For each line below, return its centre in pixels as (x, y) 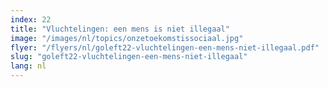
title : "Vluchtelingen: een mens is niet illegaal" (120, 29)
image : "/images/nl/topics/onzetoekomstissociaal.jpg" (127, 38)
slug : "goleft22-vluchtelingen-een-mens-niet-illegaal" (129, 57)
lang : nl (28, 66)
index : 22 (31, 19)
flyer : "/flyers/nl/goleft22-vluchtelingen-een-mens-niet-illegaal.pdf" (165, 47)
